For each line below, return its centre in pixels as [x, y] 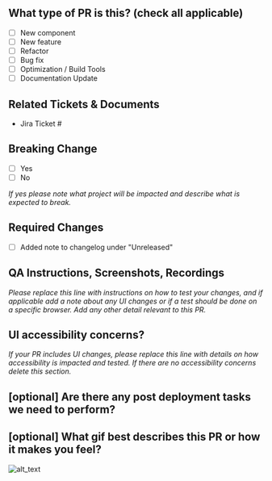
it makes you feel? [55, 450]
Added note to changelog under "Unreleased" [96, 247]
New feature [41, 42]
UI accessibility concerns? [77, 335]
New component [48, 32]
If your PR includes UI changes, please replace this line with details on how [134, 354]
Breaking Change [53, 149]
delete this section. [40, 371]
